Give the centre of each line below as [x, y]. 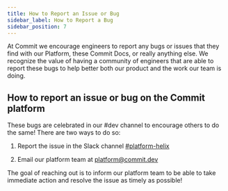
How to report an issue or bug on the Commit [106, 98]
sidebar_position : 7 [37, 26]
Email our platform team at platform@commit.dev [88, 160]
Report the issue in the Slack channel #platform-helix [93, 146]
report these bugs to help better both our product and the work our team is [114, 68]
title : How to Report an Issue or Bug [63, 14]
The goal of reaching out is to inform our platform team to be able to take [112, 173]
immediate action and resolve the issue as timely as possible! [95, 181]
